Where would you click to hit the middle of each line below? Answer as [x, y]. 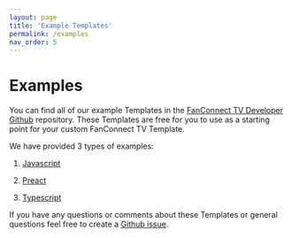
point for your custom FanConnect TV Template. [97, 129]
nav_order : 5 [33, 42]
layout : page [33, 17]
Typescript [42, 198]
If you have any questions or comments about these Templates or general [144, 215]
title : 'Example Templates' [61, 26]
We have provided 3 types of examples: [82, 146]
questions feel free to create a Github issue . [89, 224]
